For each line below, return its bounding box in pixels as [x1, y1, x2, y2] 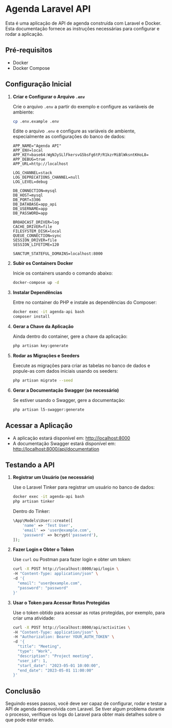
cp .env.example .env [12, 119, 59, 124]
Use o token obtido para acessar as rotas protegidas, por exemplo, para [12, 609, 165, 616]
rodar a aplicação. [5, 31, 44, 37]
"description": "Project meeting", [17, 653, 94, 659]
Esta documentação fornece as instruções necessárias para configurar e [5, 25, 160, 31]
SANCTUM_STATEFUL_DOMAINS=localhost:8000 [12, 251, 103, 257]
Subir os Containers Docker [12, 260, 73, 266]
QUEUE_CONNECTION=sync [12, 233, 62, 239]
